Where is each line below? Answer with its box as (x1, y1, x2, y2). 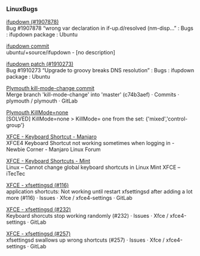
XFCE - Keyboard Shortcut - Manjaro (6, 133, 97, 140)
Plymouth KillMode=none (6, 109, 69, 116)
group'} (6, 122, 25, 129)
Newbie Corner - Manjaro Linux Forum (6, 146, 101, 153)
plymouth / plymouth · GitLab (6, 97, 78, 104)
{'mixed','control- (145, 115, 188, 122)
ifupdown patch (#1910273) (6, 60, 73, 67)
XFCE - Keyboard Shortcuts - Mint (6, 158, 91, 165)
